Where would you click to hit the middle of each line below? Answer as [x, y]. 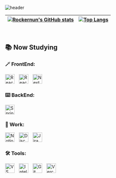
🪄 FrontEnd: [20, 64]
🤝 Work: [15, 124]
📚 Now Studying [31, 47]
